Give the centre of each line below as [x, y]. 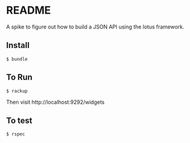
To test [19, 120]
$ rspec [16, 134]
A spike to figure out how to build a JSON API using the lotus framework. [95, 27]
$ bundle [17, 59]
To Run [19, 77]
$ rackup [17, 91]
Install [18, 45]
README [29, 10]
